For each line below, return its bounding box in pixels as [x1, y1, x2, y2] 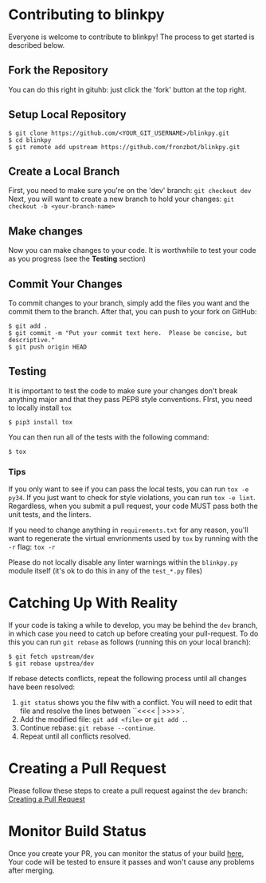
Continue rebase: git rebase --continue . [19, 723, 155, 733]
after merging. [8, 865, 55, 875]
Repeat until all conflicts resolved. [19, 731, 131, 741]
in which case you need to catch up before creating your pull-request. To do [8, 629, 259, 639]
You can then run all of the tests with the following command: [8, 432, 209, 442]
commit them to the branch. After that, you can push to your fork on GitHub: [8, 307, 257, 316]
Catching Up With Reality [8, 594, 178, 612]
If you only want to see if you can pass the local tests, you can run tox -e [8, 484, 249, 494]
